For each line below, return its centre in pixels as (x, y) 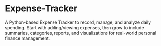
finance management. (27, 38)
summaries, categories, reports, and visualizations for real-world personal (81, 33)
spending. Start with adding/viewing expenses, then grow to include (75, 27)
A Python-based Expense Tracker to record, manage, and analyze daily (78, 22)
